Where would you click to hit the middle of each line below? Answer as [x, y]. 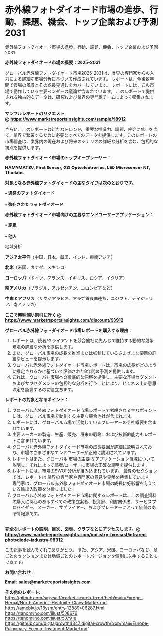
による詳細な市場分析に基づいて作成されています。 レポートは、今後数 [80, 79]
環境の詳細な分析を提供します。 [44, 347]
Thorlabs [15, 172]
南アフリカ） [26, 304]
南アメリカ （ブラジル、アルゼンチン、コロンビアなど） [60, 288]
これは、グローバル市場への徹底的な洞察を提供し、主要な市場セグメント [84, 377]
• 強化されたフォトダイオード [34, 204]
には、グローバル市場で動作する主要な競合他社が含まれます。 [73, 416]
